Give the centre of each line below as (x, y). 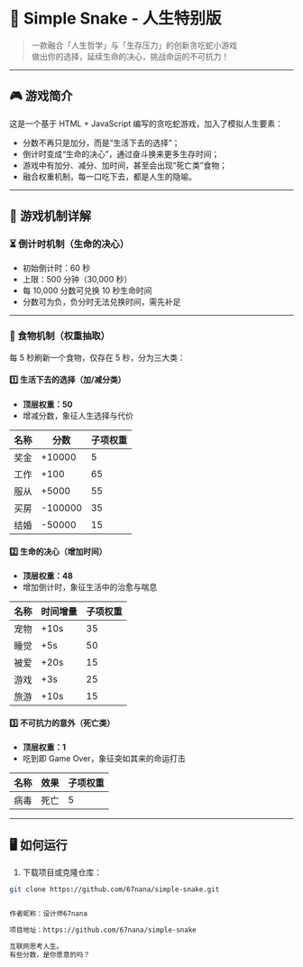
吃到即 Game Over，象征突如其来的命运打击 (104, 759)
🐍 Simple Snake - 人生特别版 (115, 18)
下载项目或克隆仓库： (62, 872)
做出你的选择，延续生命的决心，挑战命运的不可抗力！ (130, 56)
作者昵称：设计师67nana (49, 914)
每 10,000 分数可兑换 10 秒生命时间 (87, 290)
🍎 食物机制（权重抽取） (60, 336)
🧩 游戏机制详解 (50, 216)
